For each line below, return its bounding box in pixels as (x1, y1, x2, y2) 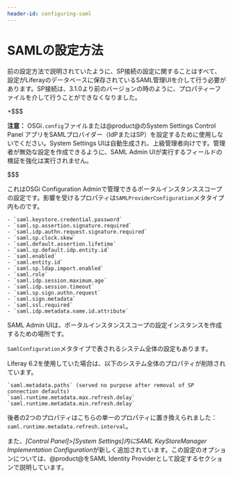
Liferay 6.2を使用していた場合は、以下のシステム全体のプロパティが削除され (7, 359, 226, 367)
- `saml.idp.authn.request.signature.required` (7, 228, 148, 235)
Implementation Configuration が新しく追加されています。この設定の (7, 445, 202, 454)
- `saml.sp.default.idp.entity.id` (7, 246, 111, 253)
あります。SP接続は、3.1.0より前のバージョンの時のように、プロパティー (7, 84, 216, 93)
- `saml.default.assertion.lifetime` (7, 240, 117, 248)
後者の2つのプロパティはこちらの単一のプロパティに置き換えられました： (7, 413, 218, 421)
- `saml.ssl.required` (7, 301, 73, 308)
